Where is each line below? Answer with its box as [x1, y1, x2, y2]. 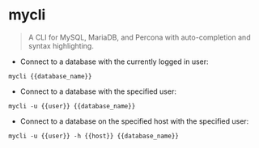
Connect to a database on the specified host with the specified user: [19, 116, 249, 126]
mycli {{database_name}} [8, 72, 92, 80]
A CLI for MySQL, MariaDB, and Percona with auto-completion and [28, 32, 251, 42]
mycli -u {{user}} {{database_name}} [8, 102, 136, 110]
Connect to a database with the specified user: [19, 87, 176, 96]
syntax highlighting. [28, 40, 95, 50]
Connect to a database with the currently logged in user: [19, 57, 209, 66]
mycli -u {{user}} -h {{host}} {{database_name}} [8, 132, 180, 140]
